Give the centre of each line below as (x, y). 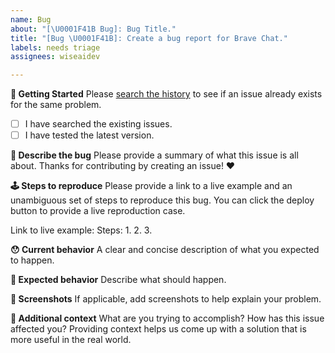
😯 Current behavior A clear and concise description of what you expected (165, 250)
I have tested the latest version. (89, 135)
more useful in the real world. (71, 340)
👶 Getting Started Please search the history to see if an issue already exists (166, 94)
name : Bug (31, 19)
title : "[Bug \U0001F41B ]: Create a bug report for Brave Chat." (149, 38)
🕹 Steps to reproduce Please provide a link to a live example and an (151, 186)
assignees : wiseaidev (55, 57)
